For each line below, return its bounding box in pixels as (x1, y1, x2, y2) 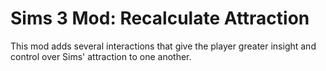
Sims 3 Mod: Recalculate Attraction (10, 7, 310, 30)
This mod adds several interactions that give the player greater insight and (10, 40, 317, 52)
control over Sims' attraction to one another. (10, 50, 192, 62)
